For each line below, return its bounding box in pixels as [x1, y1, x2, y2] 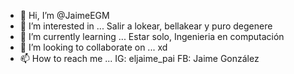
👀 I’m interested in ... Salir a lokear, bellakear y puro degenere [19, 20, 273, 32]
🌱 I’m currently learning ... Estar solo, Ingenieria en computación [19, 31, 285, 42]
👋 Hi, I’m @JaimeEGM [19, 10, 110, 21]
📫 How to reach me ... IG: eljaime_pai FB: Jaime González [19, 53, 260, 64]
